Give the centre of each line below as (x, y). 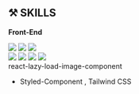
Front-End (25, 32)
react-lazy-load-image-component (66, 66)
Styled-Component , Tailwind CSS (75, 81)
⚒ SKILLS (33, 13)
